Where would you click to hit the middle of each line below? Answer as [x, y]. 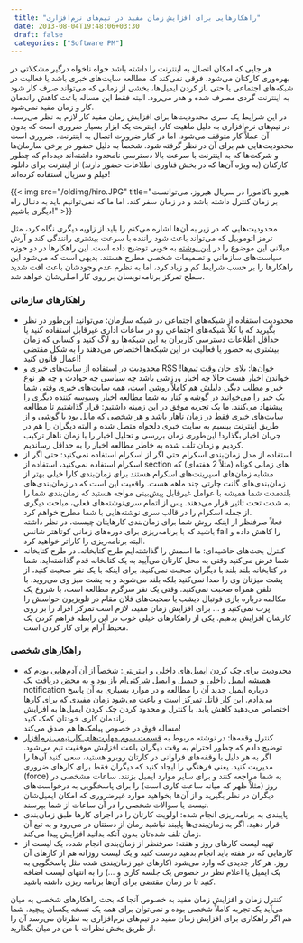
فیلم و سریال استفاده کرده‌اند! [60, 174]
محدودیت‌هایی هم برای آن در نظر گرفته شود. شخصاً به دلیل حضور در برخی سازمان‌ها [152, 146]
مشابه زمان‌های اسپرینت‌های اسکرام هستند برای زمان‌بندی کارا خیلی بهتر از [148, 473]
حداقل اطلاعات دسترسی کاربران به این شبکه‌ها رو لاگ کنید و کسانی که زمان [151, 339]
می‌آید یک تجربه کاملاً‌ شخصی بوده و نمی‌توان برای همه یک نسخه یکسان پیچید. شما [147, 909]
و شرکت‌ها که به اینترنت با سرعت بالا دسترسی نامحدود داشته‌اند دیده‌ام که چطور [144, 156]
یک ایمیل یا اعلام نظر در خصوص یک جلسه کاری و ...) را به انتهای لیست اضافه [152, 872]
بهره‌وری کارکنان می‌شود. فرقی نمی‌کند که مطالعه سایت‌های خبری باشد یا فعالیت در [150, 79]
